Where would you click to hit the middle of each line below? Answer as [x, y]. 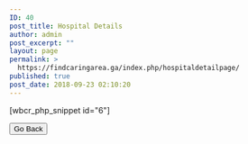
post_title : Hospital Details [66, 26]
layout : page [34, 51]
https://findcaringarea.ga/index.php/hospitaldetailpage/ [129, 68]
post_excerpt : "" [42, 43]
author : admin [36, 34]
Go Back [28, 128]
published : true [40, 76]
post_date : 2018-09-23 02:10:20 [70, 85]
